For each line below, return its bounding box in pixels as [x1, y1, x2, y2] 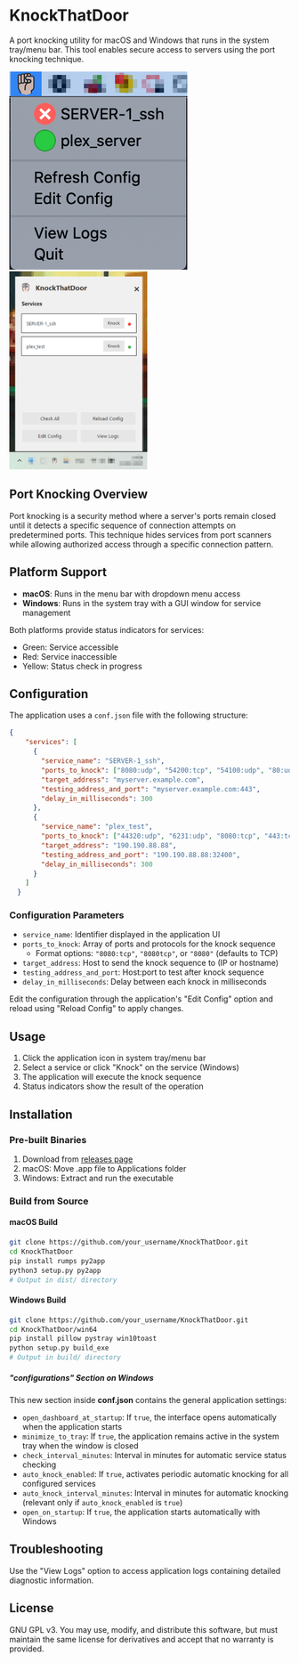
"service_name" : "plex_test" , [41, 823, 153, 831]
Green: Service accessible [21, 642, 119, 653]
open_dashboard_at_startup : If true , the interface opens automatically [21, 1412, 278, 1423]
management [21, 607, 71, 618]
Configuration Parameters [9, 909, 125, 921]
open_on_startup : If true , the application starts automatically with [21, 1506, 261, 1517]
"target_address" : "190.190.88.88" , [41, 840, 177, 850]
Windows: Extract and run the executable [21, 1172, 174, 1183]
